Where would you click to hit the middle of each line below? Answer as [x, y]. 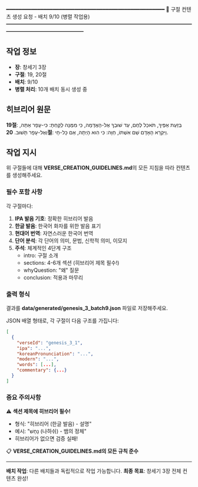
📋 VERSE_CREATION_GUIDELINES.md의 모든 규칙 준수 [72, 451]
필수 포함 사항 [24, 192]
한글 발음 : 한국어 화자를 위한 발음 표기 [58, 226]
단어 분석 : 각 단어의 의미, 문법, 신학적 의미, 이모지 [71, 241]
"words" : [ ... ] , [37, 365]
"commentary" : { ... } [42, 370]
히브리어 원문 [29, 109]
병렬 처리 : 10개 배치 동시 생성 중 [51, 89]
